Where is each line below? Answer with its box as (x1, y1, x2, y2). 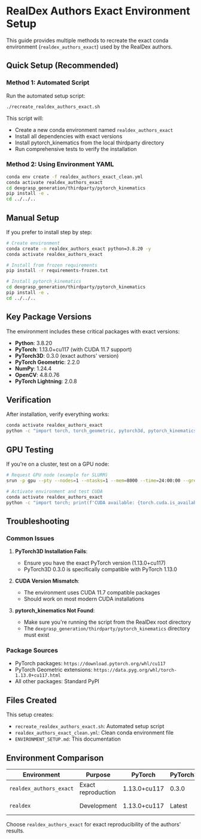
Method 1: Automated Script (6, 79, 90, 87)
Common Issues (6, 534, 55, 542)
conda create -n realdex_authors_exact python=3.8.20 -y (6, 246, 151, 252)
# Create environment (6, 240, 60, 246)
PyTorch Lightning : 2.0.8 (14, 378, 77, 385)
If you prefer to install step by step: (6, 228, 93, 236)
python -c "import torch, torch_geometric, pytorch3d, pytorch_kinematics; (6, 428, 199, 434)
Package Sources (6, 646, 59, 654)
